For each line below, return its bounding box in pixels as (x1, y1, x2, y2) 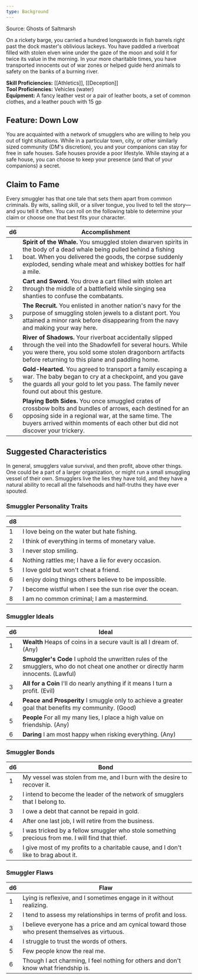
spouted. (6, 487, 28, 494)
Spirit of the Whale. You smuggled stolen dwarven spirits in (22, 238, 189, 246)
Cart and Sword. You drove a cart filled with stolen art (22, 277, 172, 286)
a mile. (22, 267, 41, 276)
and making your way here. (22, 324, 98, 332)
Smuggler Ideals (6, 613, 54, 621)
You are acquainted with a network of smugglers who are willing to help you (6, 131, 190, 138)
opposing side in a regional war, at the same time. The (22, 412, 172, 420)
